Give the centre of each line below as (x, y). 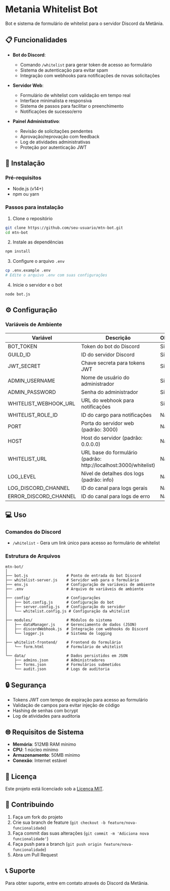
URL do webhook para (107, 400)
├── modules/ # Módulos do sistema (59, 620)
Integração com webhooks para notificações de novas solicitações (90, 75)
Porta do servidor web (107, 423)
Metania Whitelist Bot (51, 9)
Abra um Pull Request (35, 854)
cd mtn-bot (17, 232)
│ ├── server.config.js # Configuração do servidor (65, 607)
